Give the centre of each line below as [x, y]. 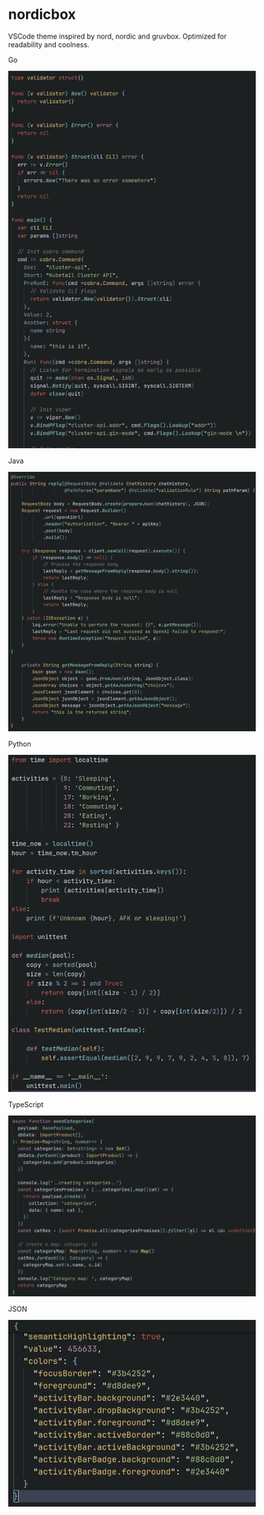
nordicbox [42, 15]
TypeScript [26, 1105]
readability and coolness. [49, 44]
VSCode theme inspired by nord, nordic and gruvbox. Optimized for [117, 36]
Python [20, 744]
